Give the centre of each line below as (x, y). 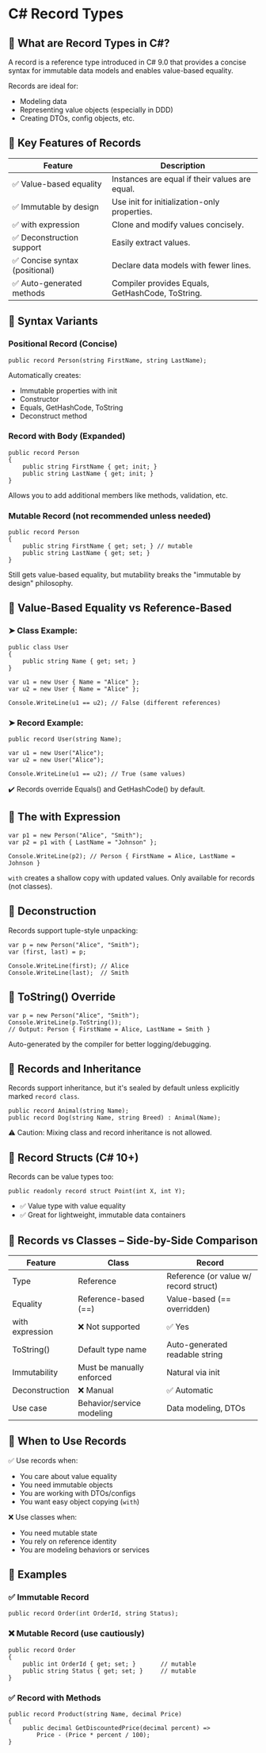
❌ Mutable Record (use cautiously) (76, 1634)
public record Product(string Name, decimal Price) (95, 1714)
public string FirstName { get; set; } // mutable (108, 546)
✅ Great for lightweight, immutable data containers (103, 1215)
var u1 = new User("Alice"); (56, 753)
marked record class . (44, 1096)
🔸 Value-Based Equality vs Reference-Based (120, 608)
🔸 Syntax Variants (53, 321)
